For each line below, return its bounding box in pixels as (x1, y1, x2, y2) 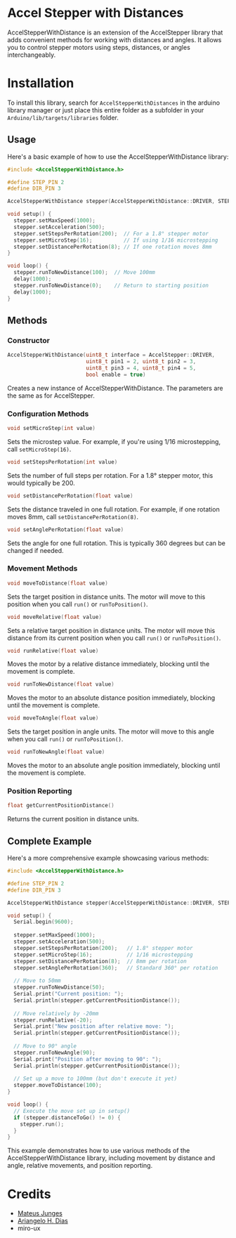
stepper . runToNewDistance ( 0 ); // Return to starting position (13, 282, 209, 289)
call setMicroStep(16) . (7, 445, 72, 453)
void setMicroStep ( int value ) (7, 425, 96, 432)
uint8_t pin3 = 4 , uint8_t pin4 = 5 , (85, 365, 197, 372)
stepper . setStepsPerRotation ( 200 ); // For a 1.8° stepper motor (13, 230, 209, 237)
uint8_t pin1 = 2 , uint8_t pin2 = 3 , (85, 358, 197, 365)
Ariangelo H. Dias (17, 1217, 68, 1225)
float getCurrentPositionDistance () (7, 802, 114, 809)
